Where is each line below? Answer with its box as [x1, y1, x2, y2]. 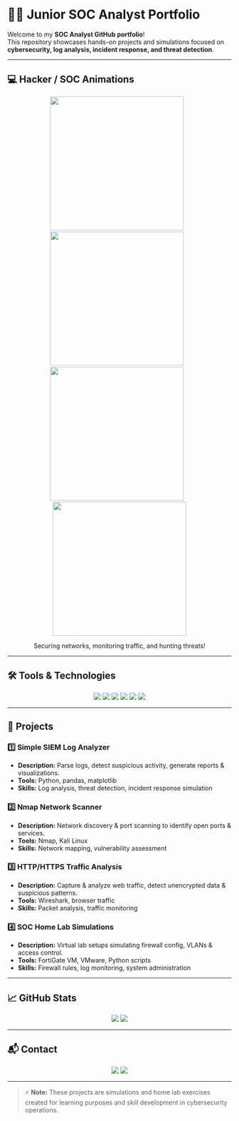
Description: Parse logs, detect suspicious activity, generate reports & [17, 761, 225, 770]
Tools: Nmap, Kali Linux [17, 836, 88, 845]
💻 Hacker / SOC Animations [7, 73, 134, 86]
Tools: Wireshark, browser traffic [17, 896, 115, 905]
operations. [24, 1105, 59, 1114]
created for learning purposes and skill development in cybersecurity [24, 1098, 228, 1107]
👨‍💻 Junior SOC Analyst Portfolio [7, 6, 201, 23]
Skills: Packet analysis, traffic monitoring [17, 903, 138, 912]
